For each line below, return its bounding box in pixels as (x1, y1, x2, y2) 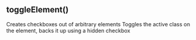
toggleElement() (6, 5, 69, 15)
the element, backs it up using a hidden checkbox (6, 27, 131, 34)
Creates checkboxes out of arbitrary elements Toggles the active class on (6, 20, 191, 27)
